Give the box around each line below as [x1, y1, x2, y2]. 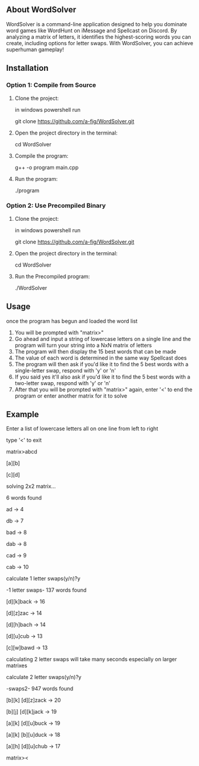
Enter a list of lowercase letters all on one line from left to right [6, 425, 159, 432]
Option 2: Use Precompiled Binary [6, 202, 106, 210]
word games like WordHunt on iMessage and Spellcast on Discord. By [6, 27, 177, 34]
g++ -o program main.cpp [14, 164, 79, 171]
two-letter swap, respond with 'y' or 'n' [14, 379, 111, 386]
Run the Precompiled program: [14, 273, 90, 280]
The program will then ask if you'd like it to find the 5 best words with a [14, 360, 189, 368]
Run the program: [14, 175, 58, 182]
